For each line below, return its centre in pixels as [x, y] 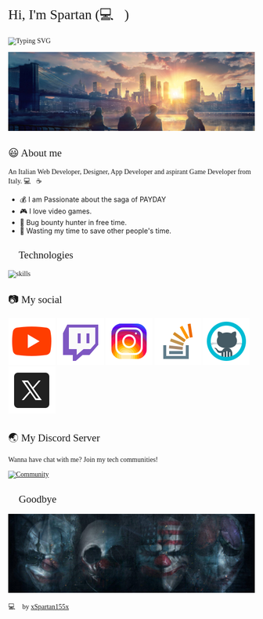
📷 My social [35, 299]
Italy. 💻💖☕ [25, 181]
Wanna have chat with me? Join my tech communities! [83, 460]
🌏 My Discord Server [54, 438]
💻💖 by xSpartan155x [39, 607]
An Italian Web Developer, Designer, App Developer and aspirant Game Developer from [130, 171]
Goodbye [38, 499]
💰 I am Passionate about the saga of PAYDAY [93, 199]
